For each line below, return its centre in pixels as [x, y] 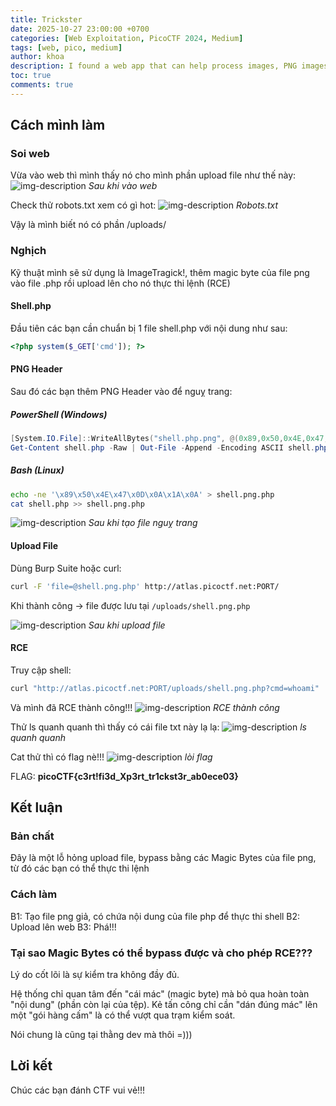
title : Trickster [46, 19]
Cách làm [34, 894]
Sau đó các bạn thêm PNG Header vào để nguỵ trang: [121, 392]
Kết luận [36, 807]
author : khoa [37, 57]
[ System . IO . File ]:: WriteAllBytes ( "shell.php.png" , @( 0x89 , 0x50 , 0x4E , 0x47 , [169, 438]
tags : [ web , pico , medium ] [66, 47]
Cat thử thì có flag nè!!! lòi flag [111, 757]
